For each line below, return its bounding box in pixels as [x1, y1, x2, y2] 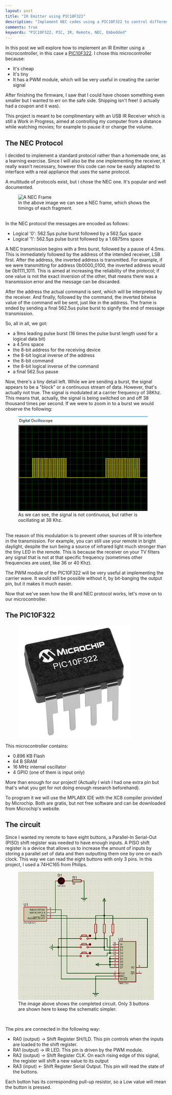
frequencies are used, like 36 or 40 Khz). [5, 559, 92, 565]
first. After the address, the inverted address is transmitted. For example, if [5, 257, 163, 263]
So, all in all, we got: [5, 320, 48, 326]
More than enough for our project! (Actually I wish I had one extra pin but [5, 779, 159, 785]
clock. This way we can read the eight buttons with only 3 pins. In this [5, 856, 153, 862]
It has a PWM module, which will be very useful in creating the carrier [12, 77, 160, 83]
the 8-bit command [12, 357, 54, 363]
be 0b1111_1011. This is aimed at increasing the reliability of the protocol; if [5, 267, 160, 273]
